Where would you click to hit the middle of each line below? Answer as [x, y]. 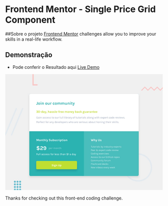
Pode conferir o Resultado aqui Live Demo [56, 67]
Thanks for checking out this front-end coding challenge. [64, 198]
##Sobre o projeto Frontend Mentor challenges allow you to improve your [81, 34]
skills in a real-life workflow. [34, 39]
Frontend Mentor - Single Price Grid [80, 9]
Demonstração [29, 55]
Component [30, 20]
